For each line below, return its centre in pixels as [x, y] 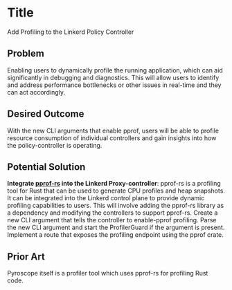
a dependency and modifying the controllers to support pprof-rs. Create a [113, 213]
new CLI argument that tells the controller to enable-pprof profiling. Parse [112, 220]
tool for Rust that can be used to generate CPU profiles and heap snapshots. [116, 191]
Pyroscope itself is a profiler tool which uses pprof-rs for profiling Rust [108, 273]
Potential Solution [46, 167]
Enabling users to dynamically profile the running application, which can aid [115, 70]
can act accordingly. [36, 92]
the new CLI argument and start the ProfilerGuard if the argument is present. [116, 228]
